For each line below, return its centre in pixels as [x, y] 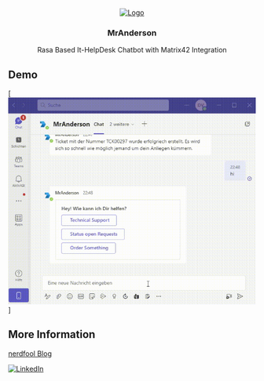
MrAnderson [132, 33]
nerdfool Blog [30, 354]
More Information [52, 334]
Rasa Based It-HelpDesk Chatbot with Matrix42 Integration [132, 50]
